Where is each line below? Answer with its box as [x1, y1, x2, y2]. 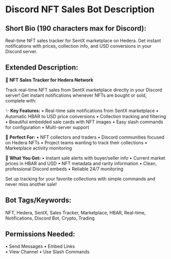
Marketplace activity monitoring [5, 145, 72, 151]
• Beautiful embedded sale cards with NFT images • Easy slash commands [5, 119, 163, 125]
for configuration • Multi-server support [5, 124, 89, 130]
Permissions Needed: [5, 230, 76, 239]
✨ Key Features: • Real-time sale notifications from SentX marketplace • [5, 107, 159, 114]
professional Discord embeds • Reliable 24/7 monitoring [5, 165, 124, 172]
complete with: [5, 97, 37, 103]
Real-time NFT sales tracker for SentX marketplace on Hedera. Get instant [5, 37, 161, 44]
